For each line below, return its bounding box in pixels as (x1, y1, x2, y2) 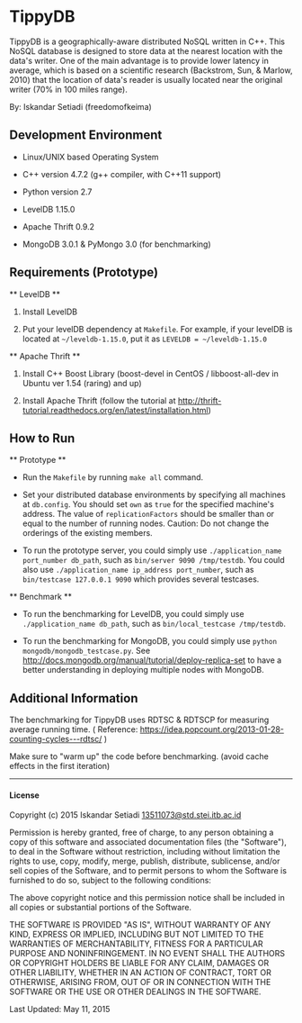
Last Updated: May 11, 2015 (9, 1004, 111, 1015)
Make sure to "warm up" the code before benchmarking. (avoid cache (9, 751, 270, 762)
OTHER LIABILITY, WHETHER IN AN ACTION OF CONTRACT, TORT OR (9, 967, 271, 978)
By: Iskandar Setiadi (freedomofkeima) (9, 101, 153, 112)
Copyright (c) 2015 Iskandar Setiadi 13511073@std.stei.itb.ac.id (9, 810, 242, 820)
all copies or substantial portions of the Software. (9, 902, 191, 913)
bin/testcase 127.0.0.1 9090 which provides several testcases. (22, 574, 260, 584)
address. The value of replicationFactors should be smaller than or (22, 509, 275, 520)
